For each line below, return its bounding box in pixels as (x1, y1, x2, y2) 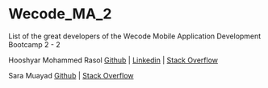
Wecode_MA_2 (8, 5, 112, 23)
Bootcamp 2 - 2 (8, 39, 61, 49)
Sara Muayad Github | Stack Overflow (8, 70, 134, 80)
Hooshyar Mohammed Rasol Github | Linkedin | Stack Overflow (8, 55, 219, 65)
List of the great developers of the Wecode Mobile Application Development (8, 31, 262, 41)
